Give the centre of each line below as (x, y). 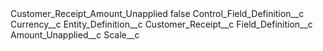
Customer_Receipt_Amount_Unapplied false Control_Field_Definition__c (157, 13)
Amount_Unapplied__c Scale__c (75, 35)
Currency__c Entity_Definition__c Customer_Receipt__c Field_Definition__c (161, 24)
